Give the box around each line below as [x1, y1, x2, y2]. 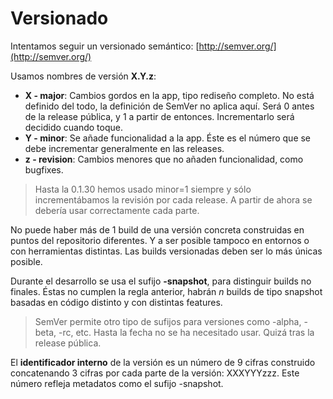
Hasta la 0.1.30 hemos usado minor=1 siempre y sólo [34, 183, 252, 195]
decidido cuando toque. [24, 121, 123, 133]
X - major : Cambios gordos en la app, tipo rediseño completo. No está [24, 89, 315, 101]
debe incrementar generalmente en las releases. [24, 142, 225, 154]
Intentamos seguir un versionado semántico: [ [10, 40, 200, 52]
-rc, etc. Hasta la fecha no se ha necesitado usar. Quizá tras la [58, 326, 315, 338]
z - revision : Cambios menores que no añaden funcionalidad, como [24, 153, 304, 165]
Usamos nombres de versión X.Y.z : [10, 70, 157, 82]
